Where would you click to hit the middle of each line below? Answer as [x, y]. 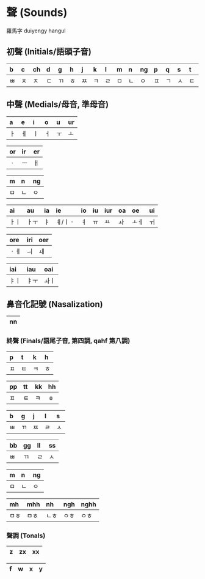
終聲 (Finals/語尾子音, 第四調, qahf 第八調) [68, 341]
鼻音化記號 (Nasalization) [55, 304]
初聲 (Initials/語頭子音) [49, 52]
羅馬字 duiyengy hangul [36, 31]
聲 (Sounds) [37, 13]
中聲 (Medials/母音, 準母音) [57, 105]
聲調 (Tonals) [26, 536]
